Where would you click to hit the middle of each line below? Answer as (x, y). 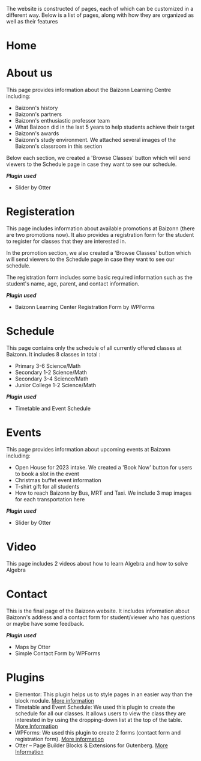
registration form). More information (59, 739)
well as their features (32, 21)
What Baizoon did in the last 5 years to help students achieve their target (105, 127)
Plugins (25, 677)
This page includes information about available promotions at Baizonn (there (100, 228)
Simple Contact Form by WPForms (58, 653)
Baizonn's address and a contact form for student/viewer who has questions (101, 617)
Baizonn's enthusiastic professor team (62, 121)
